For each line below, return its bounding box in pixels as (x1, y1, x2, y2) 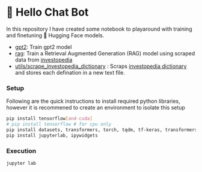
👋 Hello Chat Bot (6, 5, 89, 19)
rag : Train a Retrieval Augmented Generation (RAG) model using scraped (14, 49, 195, 57)
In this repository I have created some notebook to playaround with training (6, 25, 192, 32)
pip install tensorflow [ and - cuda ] (6, 115, 93, 122)
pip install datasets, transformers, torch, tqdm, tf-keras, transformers (6, 126, 198, 133)
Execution (6, 147, 37, 155)
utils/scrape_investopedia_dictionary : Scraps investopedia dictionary (14, 63, 187, 70)
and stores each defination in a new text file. (14, 69, 125, 76)
